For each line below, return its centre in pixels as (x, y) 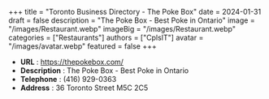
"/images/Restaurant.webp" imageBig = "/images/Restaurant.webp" (122, 29)
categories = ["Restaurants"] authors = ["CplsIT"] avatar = (106, 37)
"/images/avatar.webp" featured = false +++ (82, 46)
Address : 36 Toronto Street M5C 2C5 (84, 88)
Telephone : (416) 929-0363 (68, 79)
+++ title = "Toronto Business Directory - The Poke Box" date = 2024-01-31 (135, 12)
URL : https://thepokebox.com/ (72, 62)
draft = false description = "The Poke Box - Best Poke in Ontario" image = (132, 20)
